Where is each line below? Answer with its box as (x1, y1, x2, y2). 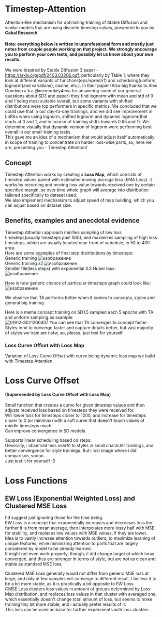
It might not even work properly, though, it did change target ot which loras (5, 551, 155, 557)
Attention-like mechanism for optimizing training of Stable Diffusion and (5, 19, 148, 25)
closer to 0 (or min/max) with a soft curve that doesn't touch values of (5, 417, 145, 423)
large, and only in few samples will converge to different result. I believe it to (5, 576, 157, 582)
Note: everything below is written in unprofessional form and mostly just (5, 41, 154, 47)
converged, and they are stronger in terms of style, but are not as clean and (5, 556, 156, 562)
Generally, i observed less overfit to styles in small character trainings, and (5, 443, 154, 449)
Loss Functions (5, 475, 68, 486)
